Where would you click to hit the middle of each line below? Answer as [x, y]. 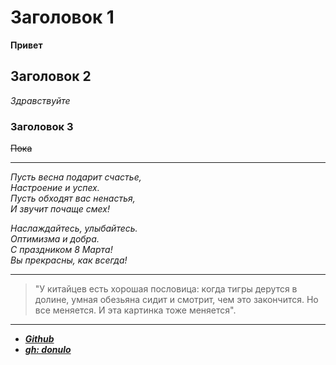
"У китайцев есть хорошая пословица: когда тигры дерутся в [166, 289]
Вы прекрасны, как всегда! [69, 260]
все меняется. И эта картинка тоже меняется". [135, 310]
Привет [26, 45]
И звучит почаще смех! [60, 209]
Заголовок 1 [62, 17]
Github [39, 339]
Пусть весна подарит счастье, [76, 177]
